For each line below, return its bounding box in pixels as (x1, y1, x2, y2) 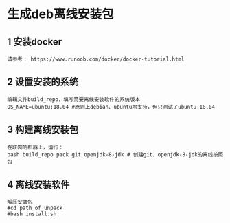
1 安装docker (7, 36, 62, 47)
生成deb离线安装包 (7, 6, 114, 22)
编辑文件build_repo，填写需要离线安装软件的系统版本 (7, 96, 141, 103)
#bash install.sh (7, 211, 57, 217)
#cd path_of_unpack (7, 204, 63, 212)
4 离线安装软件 (7, 179, 70, 191)
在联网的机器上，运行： (7, 144, 64, 151)
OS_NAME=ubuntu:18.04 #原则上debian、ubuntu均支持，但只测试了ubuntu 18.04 (7, 103, 215, 110)
